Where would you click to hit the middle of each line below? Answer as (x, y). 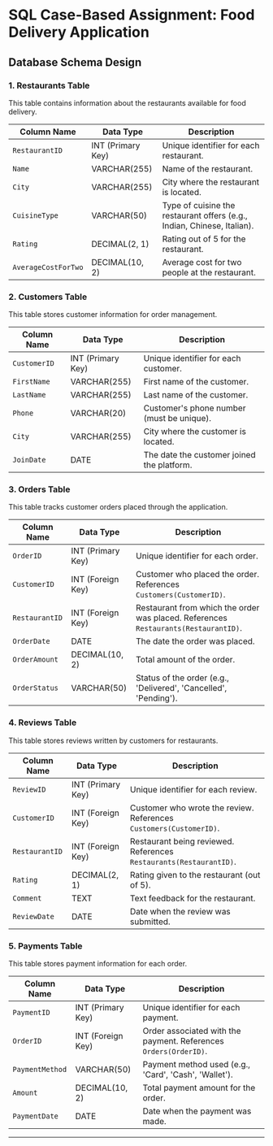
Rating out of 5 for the (204, 239)
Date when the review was (180, 911)
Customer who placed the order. (197, 575)
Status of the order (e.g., (182, 678)
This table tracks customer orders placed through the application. (118, 507)
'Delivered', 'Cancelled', (181, 688)
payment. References (184, 1041)
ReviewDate (33, 916)
